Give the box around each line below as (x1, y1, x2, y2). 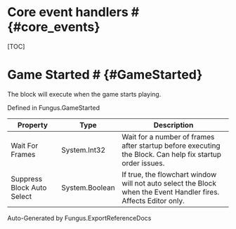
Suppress (11, 174, 43, 183)
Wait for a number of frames (122, 132, 215, 141)
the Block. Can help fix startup (122, 149, 222, 159)
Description (153, 120, 194, 130)
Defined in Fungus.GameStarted (7, 103, 100, 112)
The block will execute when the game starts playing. (7, 90, 162, 98)
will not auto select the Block (122, 178, 216, 188)
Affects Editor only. (122, 195, 185, 205)
